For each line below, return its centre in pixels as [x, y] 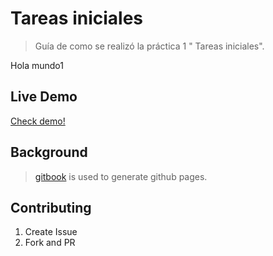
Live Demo [44, 97]
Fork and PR [50, 243]
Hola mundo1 [37, 65]
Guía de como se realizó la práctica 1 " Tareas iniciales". [149, 46]
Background [49, 152]
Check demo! [38, 121]
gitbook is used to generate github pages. [121, 176]
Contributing [51, 207]
